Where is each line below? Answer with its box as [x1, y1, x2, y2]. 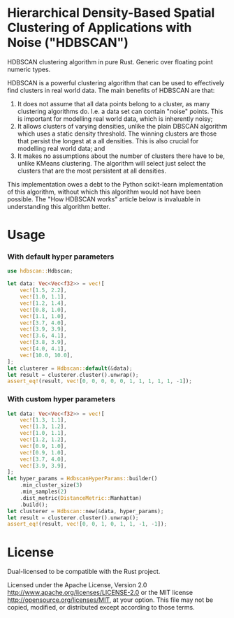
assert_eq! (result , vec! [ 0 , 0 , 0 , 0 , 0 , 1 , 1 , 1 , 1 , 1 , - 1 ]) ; [7, 378, 192, 385]
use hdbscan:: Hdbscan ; [7, 268, 73, 275]
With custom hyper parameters [7, 394, 116, 404]
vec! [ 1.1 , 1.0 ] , [20, 312, 68, 319]
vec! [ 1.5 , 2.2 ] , [20, 287, 68, 294]
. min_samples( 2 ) [20, 488, 68, 496]
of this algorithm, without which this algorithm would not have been [7, 187, 201, 196]
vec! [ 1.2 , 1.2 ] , [20, 436, 68, 443]
